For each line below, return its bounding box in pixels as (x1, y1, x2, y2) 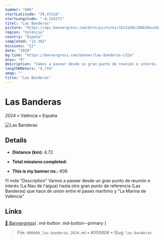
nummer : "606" (5, 7, 34, 12)
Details (5, 136, 27, 145)
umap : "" (5, 71, 23, 76)
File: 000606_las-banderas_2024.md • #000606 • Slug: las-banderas (17, 230, 152, 236)
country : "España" (5, 35, 42, 40)
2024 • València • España (5, 112, 58, 118)
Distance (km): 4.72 (12, 149, 53, 155)
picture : (5, 25, 23, 30)
